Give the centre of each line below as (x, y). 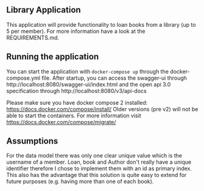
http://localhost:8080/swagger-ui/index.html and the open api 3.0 (89, 84)
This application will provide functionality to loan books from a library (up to (101, 24)
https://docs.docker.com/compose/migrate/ (61, 122)
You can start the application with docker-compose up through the (88, 71)
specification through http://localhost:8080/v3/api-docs (77, 91)
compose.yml (23, 78)
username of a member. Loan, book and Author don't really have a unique (99, 162)
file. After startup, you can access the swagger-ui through (114, 78)
